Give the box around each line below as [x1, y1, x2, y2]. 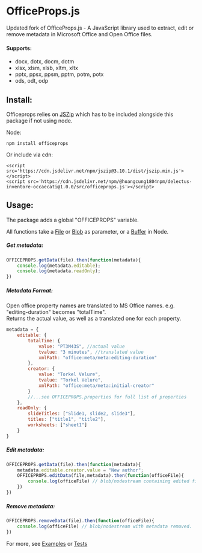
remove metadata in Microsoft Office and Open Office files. [6, 30, 153, 37]
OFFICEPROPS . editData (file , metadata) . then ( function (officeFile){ [17, 473, 185, 479]
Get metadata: [6, 241, 44, 249]
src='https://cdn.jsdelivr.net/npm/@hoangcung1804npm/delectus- [28, 178, 192, 185]
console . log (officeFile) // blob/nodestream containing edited [28, 478, 189, 484]
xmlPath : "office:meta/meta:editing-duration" [38, 354, 158, 360]
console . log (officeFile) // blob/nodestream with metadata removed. [17, 523, 192, 529]
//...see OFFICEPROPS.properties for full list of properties [28, 394, 187, 400]
